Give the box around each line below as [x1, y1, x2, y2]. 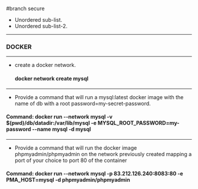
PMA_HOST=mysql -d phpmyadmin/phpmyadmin [6, 176, 131, 184]
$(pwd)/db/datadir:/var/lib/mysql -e [6, 120, 97, 127]
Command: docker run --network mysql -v [6, 113, 113, 120]
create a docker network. [14, 62, 77, 69]
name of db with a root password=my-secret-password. [14, 100, 151, 107]
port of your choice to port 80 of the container [14, 157, 127, 164]
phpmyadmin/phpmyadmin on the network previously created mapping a [14, 150, 192, 157]
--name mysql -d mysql [32, 126, 91, 133]
